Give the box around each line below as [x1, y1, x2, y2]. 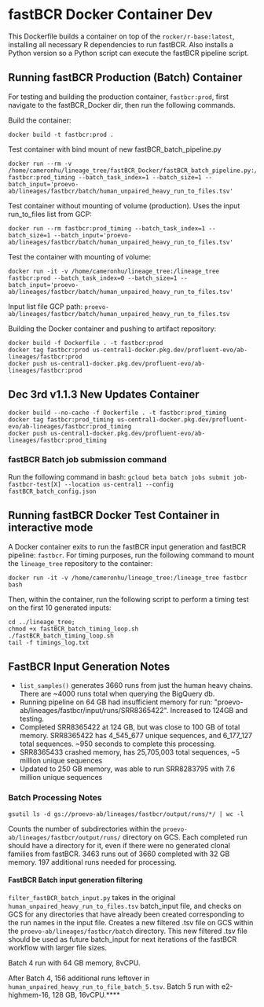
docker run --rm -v [8, 160, 72, 167]
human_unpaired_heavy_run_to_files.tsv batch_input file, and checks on [8, 901, 242, 910]
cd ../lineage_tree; [8, 618, 76, 626]
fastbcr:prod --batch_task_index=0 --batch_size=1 [8, 274, 178, 282]
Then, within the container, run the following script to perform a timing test [8, 594, 249, 604]
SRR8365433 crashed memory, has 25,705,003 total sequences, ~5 [19, 748, 240, 757]
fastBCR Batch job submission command [8, 454, 167, 465]
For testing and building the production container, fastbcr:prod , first [8, 92, 229, 101]
